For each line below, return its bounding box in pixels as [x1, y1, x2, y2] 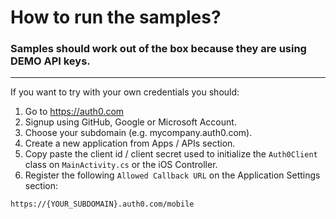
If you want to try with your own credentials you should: [10, 86, 240, 98]
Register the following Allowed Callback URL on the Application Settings [24, 169, 321, 181]
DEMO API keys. [10, 54, 91, 68]
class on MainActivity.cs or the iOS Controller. [24, 159, 218, 171]
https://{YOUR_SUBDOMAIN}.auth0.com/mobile [10, 199, 195, 210]
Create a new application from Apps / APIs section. [24, 137, 236, 150]
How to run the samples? [10, 6, 222, 29]
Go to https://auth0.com [24, 106, 125, 118]
